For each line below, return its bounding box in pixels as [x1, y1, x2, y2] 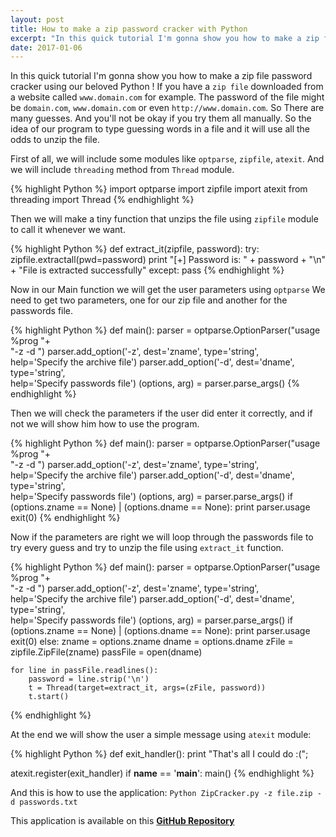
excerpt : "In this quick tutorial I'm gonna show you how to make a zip [10, 33, 320, 43]
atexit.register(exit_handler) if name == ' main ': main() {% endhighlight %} [10, 767, 315, 780]
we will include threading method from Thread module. [10, 164, 235, 176]
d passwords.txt [10, 797, 78, 808]
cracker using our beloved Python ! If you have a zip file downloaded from [10, 81, 324, 93]
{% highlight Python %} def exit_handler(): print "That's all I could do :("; [10, 748, 309, 760]
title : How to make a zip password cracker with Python [10, 24, 248, 34]
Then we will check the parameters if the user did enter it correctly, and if [10, 407, 313, 420]
